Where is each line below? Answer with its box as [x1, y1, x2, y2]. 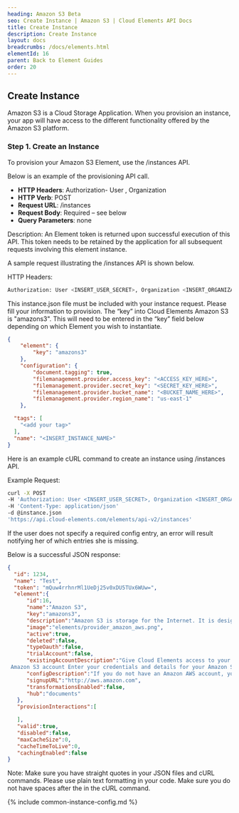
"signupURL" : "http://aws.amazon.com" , [26, 677, 142, 684]
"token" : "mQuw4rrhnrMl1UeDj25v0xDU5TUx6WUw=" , [14, 584, 158, 591]
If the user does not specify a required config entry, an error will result [7, 528, 213, 537]
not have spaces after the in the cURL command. [7, 784, 151, 792]
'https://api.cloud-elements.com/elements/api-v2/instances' [7, 516, 193, 523]
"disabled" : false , [16, 729, 72, 737]
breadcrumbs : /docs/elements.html [7, 44, 110, 51]
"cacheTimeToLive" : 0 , [16, 742, 81, 750]
